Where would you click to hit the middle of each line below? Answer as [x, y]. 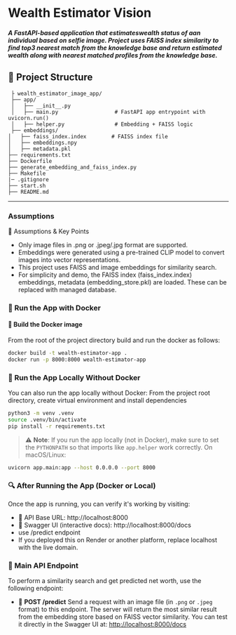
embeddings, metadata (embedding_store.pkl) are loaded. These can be [122, 282]
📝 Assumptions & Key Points [49, 231]
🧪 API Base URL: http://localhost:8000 [73, 517]
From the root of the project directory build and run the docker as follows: [114, 340]
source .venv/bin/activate [47, 419]
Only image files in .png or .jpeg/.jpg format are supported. [103, 244]
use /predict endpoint [49, 532]
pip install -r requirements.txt [57, 426]
